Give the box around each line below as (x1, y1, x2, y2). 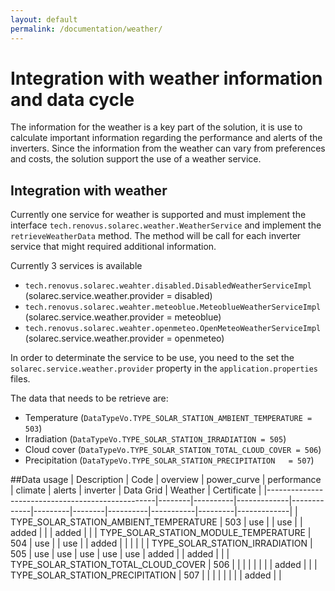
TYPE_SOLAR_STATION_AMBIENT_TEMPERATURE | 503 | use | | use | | (10, 516, 303, 528)
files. (10, 373, 31, 385)
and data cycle (10, 88, 135, 111)
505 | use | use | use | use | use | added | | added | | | (10, 548, 230, 560)
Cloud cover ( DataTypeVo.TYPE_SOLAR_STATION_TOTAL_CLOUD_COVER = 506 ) (24, 444, 322, 456)
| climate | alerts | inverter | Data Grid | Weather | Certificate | (10, 484, 262, 496)
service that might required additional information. (10, 241, 217, 253)
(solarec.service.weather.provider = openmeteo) (24, 332, 225, 345)
